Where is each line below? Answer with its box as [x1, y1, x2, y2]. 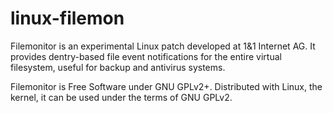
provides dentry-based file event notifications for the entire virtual [10, 50, 282, 62]
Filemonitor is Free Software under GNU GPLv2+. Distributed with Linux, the [10, 80, 323, 92]
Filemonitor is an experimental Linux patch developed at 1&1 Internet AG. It [10, 40, 316, 52]
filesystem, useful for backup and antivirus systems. [10, 61, 226, 73]
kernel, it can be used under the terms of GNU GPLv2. [10, 91, 233, 103]
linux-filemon [10, 7, 125, 30]
